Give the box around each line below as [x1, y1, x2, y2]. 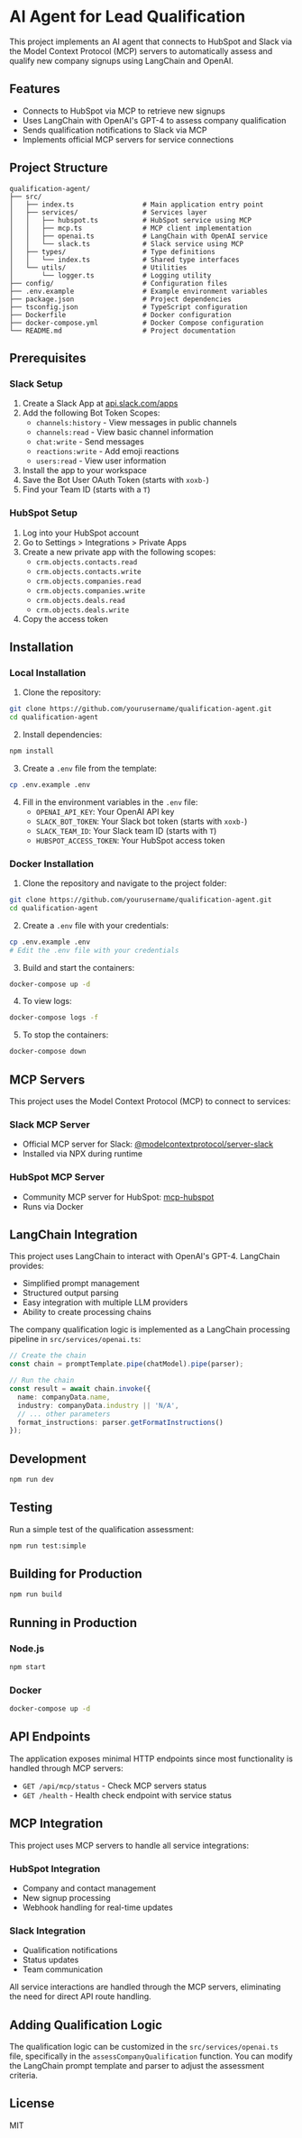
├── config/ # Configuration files [9, 279, 228, 288]
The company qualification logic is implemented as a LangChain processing [9, 1324, 290, 1335]
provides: [9, 1260, 45, 1272]
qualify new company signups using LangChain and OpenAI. [9, 55, 234, 66]
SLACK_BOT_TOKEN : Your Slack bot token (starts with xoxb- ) [35, 816, 248, 827]
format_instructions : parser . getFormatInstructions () [17, 1418, 224, 1427]
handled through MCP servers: [9, 1762, 124, 1773]
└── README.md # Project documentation [9, 326, 236, 335]
